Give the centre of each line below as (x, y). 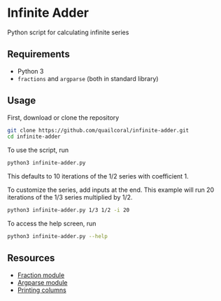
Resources (31, 258)
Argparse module (42, 282)
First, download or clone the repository (63, 118)
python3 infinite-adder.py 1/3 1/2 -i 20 (69, 210)
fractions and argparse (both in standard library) (88, 78)
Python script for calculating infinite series (68, 32)
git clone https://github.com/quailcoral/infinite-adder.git (98, 130)
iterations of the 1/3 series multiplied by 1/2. (70, 197)
